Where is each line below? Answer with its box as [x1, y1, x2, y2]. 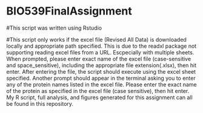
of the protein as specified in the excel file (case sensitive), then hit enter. [6, 87, 190, 94]
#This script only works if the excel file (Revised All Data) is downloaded [6, 36, 187, 43]
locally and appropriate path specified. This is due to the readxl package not [6, 42, 197, 50]
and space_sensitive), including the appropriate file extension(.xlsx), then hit [6, 62, 197, 69]
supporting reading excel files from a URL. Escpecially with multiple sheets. [6, 48, 195, 56]
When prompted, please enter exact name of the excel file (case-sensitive [6, 55, 191, 62]
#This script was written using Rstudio [6, 24, 102, 31]
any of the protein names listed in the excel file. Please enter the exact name [6, 80, 197, 88]
